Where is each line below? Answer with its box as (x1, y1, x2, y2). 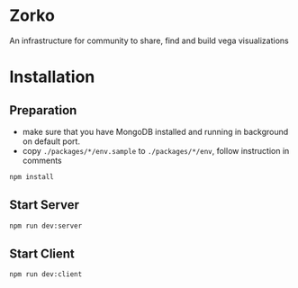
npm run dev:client (9, 270, 83, 279)
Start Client (9, 246, 75, 261)
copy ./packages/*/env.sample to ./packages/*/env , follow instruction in (22, 145, 290, 156)
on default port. (22, 136, 81, 147)
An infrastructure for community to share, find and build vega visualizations (9, 35, 290, 46)
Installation (9, 67, 95, 87)
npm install (9, 172, 54, 181)
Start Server (9, 197, 79, 212)
